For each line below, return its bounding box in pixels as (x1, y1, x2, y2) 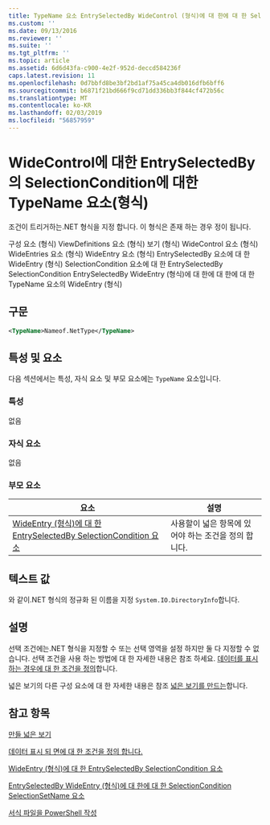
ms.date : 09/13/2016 (8, 27, 78, 35)
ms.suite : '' (8, 42, 52, 50)
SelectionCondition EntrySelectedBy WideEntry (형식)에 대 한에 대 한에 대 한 (8, 269, 256, 278)
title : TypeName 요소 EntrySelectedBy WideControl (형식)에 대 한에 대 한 (8, 11, 247, 20)
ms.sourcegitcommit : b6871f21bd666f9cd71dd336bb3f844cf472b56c (8, 86, 225, 95)
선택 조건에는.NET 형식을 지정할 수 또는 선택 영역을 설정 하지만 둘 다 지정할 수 (8, 643, 252, 653)
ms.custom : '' (8, 19, 56, 27)
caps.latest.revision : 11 (8, 72, 95, 80)
